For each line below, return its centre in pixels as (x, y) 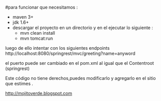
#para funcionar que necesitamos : (42, 7)
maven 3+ (23, 17)
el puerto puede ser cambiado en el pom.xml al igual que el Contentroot (80, 63)
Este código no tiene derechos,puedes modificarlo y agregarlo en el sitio (80, 78)
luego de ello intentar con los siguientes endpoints (57, 48)
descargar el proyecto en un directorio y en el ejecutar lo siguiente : (83, 28)
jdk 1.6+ (21, 22)
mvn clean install (37, 33)
